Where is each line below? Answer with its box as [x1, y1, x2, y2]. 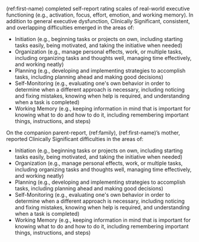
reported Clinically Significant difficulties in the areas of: [6, 136, 144, 142]
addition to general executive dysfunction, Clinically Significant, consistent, [6, 18, 190, 24]
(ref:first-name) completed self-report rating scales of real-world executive [6, 5, 190, 12]
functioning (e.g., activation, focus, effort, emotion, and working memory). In [6, 11, 194, 18]
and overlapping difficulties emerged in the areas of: [6, 24, 135, 31]
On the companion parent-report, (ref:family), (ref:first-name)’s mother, [6, 129, 180, 136]
